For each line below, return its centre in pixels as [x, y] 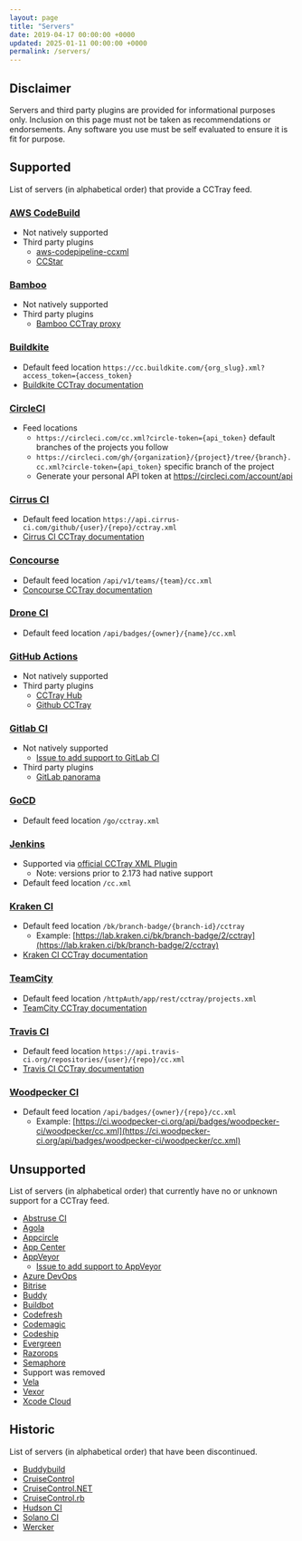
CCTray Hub [59, 695]
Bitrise [34, 1286]
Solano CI [41, 1517]
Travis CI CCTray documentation [83, 1068]
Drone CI [29, 613]
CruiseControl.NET [57, 1488]
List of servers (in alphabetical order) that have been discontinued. [133, 1451]
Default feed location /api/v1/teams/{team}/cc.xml [117, 580]
